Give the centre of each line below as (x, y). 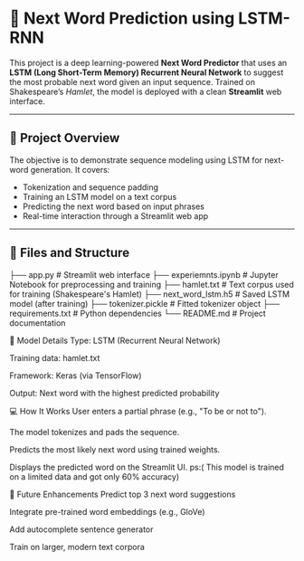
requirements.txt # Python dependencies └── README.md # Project (138, 313)
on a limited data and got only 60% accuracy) (95, 476)
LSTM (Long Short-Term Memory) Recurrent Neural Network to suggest (147, 72)
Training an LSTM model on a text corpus (100, 196)
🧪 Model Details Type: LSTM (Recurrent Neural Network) (115, 340)
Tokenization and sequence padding (90, 187)
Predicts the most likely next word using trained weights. (115, 449)
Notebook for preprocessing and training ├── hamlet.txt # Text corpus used (152, 284)
